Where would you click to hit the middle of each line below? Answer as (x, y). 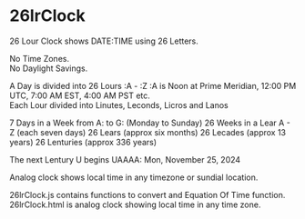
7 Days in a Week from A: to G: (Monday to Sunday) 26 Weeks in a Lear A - (150, 123)
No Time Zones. (40, 58)
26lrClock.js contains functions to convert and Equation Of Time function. (147, 194)
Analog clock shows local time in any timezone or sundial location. (134, 177)
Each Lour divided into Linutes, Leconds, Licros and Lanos (119, 105)
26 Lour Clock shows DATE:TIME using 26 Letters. (104, 41)
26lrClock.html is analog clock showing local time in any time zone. (135, 204)
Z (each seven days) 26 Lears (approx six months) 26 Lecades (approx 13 (148, 132)
